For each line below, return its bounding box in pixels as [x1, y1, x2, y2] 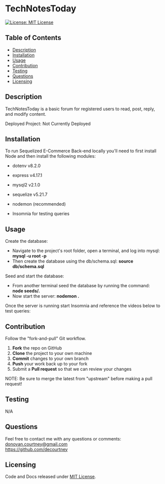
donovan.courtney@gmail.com [5, 441, 68, 447]
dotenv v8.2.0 [12, 163, 41, 169]
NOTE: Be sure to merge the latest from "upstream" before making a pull [5, 376, 153, 381]
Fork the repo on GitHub [12, 345, 62, 351]
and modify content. [5, 111, 46, 117]
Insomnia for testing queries [12, 211, 70, 217]
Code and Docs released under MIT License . [5, 474, 96, 480]
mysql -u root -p [12, 253, 47, 259]
